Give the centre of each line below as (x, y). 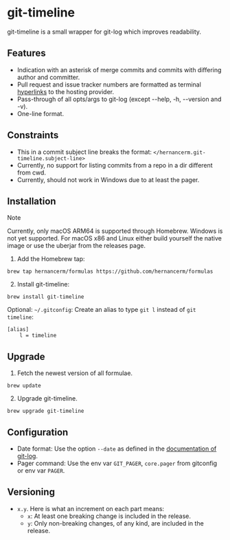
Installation (32, 201)
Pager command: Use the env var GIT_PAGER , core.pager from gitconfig (117, 463)
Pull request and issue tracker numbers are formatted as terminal (109, 85)
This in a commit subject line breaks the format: (84, 152)
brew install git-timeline (46, 297)
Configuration (38, 432)
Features (26, 53)
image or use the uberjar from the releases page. (77, 246)
